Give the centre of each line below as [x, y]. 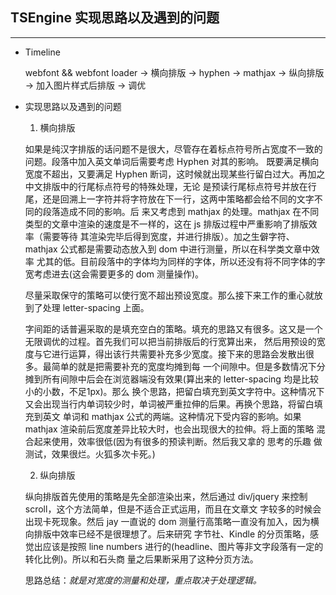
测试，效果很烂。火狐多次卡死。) [90, 454]
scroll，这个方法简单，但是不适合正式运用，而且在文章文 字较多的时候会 [173, 509]
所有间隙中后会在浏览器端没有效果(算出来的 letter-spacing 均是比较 [180, 379]
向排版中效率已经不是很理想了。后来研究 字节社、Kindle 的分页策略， [167, 534]
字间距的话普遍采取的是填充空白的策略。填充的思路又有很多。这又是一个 [173, 329]
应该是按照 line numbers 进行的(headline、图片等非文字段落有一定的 [183, 546]
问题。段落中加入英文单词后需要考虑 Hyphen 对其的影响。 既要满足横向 [172, 161]
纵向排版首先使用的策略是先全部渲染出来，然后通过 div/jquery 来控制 [166, 496]
